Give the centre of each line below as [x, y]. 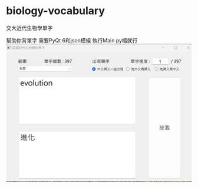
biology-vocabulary [55, 11]
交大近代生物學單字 [29, 28]
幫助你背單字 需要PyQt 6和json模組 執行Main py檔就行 [72, 40]
